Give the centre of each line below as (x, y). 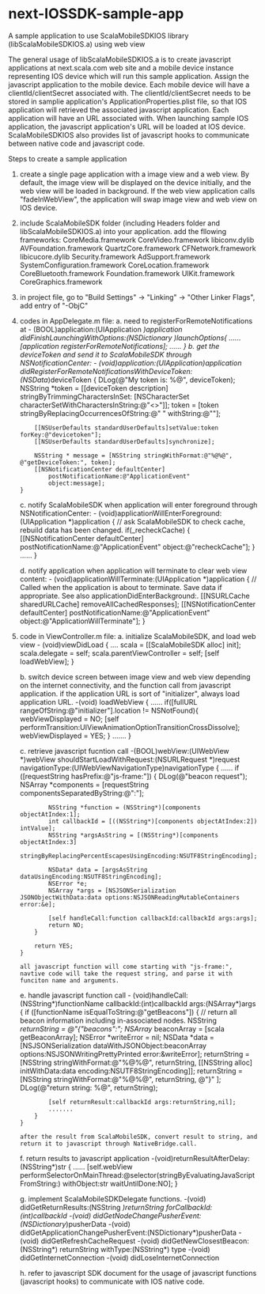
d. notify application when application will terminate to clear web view (133, 570)
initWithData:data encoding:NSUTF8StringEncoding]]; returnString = (131, 1071)
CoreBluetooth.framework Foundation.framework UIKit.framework (127, 273)
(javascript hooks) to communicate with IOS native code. (112, 1281)
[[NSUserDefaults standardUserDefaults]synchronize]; (125, 441)
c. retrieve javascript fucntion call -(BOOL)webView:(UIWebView (124, 751)
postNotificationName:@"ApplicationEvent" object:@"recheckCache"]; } (137, 547)
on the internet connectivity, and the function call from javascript (125, 685)
